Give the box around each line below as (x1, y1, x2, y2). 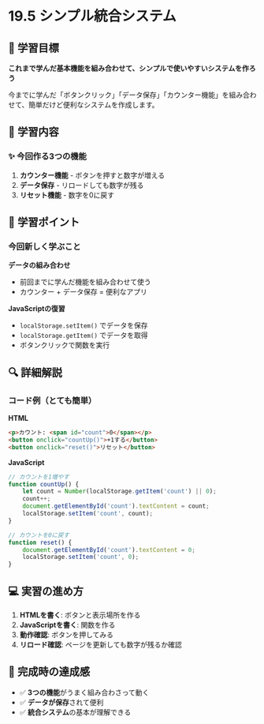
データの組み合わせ (8, 261, 71, 270)
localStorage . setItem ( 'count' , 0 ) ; (22, 553, 139, 561)
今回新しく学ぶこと (8, 242, 81, 252)
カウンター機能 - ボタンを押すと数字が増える (19, 171, 165, 180)
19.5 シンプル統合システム (8, 7, 177, 25)
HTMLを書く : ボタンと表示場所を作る (19, 610, 141, 620)
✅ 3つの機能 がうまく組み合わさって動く (19, 688, 150, 697)
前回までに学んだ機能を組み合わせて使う (19, 277, 151, 287)
